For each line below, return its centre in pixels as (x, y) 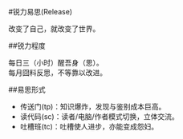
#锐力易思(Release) (41, 12)
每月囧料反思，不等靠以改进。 (57, 73)
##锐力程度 (27, 46)
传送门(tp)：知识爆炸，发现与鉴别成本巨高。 (93, 107)
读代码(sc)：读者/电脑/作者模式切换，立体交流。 (99, 117)
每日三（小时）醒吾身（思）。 (56, 63)
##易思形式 (27, 89)
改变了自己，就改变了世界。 (54, 29)
